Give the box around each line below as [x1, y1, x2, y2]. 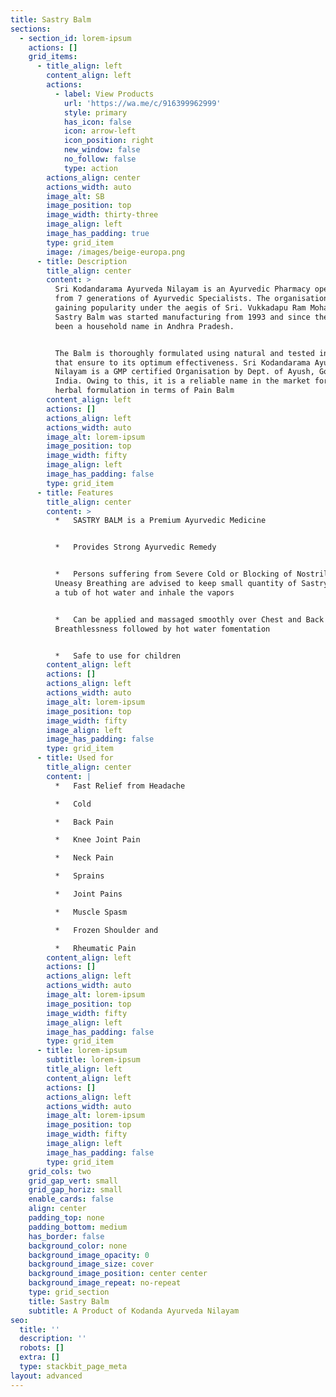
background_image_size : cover [28, 1259, 155, 1270]
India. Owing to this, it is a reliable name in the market [54, 376, 311, 386]
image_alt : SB [46, 191, 105, 201]
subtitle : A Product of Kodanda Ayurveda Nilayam [28, 1306, 240, 1316]
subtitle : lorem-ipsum [46, 1055, 141, 1065]
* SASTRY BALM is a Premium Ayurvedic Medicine [54, 516, 267, 526]
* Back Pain [54, 817, 114, 827]
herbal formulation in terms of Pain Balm [54, 386, 235, 396]
